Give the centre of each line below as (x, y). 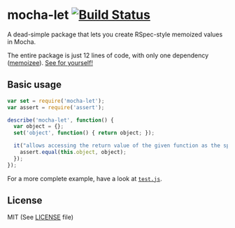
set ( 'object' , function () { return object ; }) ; (84, 133)
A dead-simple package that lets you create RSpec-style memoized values (115, 34)
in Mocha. (22, 41)
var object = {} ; (39, 127)
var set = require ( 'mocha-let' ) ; (56, 101)
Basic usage (34, 85)
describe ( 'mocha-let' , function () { (60, 120)
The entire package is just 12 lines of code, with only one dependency (108, 55)
